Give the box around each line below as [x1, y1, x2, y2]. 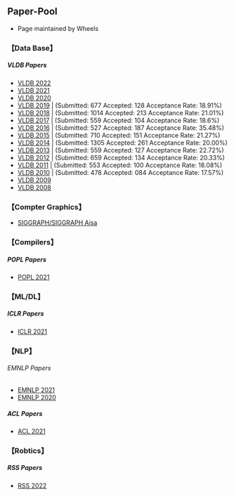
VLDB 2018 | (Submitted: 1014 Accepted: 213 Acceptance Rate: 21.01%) [17, 108, 224, 117]
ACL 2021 [17, 426, 46, 435]
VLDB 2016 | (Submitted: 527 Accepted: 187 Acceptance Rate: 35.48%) [17, 123, 225, 132]
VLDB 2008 [17, 183, 51, 192]
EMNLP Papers [7, 364, 51, 372]
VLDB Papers [7, 61, 47, 70]
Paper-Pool [7, 6, 58, 18]
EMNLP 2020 [17, 393, 56, 401]
